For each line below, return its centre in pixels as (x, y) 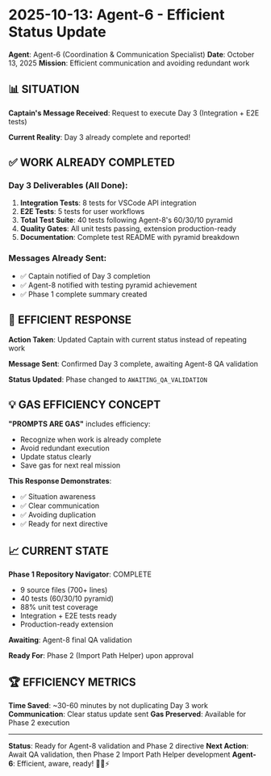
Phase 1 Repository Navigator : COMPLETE (80, 574)
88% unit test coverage (59, 607)
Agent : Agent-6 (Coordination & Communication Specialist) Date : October (131, 54)
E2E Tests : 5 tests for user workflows (82, 212)
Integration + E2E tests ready (68, 616)
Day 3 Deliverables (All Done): (68, 186)
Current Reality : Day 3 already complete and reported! (100, 137)
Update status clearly (56, 457)
